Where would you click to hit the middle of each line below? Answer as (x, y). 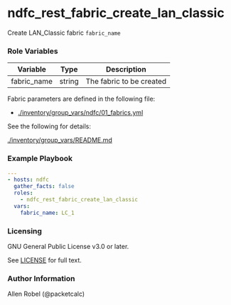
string (69, 82)
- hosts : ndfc (28, 180)
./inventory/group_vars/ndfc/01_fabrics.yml (80, 113)
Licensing (25, 231)
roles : (23, 193)
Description (126, 70)
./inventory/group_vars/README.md (60, 140)
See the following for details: (49, 126)
